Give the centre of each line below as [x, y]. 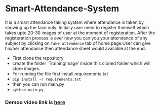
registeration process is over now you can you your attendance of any [76, 38]
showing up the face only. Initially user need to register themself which [77, 27]
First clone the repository [38, 58]
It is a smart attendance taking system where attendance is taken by [75, 22]
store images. [26, 68]
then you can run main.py [38, 84]
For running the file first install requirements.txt [60, 73]
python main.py [28, 90]
